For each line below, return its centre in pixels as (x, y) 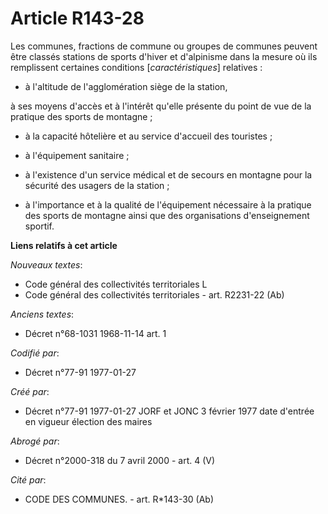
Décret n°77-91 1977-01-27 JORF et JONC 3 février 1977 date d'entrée (169, 411)
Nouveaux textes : (46, 264)
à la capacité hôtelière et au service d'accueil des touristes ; (148, 136)
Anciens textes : (42, 314)
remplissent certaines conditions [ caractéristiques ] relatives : (136, 67)
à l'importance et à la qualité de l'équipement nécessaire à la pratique (168, 204)
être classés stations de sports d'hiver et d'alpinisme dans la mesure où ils (164, 56)
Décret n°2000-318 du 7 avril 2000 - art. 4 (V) (120, 460)
